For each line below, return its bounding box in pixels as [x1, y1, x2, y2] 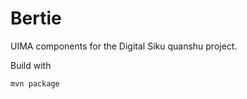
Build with [10, 59, 52, 71]
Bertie [10, 7, 62, 30]
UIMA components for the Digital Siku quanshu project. [10, 40, 238, 52]
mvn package [10, 78, 60, 89]
